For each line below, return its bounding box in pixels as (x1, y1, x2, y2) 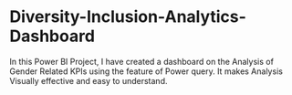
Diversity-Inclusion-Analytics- (9, 6, 246, 27)
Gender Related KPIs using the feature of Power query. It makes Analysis (9, 66, 283, 77)
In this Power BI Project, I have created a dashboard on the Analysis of (9, 56, 274, 67)
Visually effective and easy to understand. (9, 75, 168, 86)
